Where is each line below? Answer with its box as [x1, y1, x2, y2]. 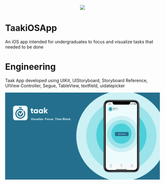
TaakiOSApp [5, 23, 57, 34]
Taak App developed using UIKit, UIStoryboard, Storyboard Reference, [5, 77, 148, 83]
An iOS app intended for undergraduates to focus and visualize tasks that [5, 38, 154, 44]
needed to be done [5, 44, 44, 50]
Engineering [5, 62, 56, 72]
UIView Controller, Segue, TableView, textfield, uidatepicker [5, 83, 125, 89]
